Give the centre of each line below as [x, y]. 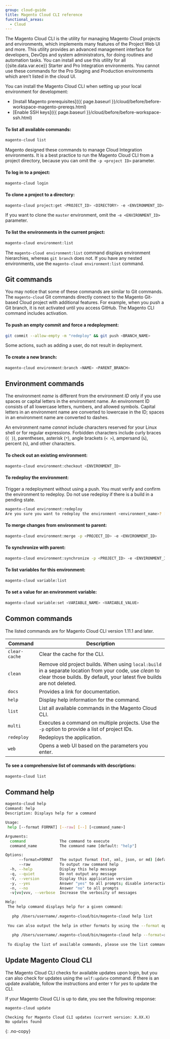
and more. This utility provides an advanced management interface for [79, 49]
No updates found [24, 1022]
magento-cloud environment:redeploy [44, 509]
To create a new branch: [31, 357]
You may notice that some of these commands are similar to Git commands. [84, 292]
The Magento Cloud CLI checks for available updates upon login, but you [81, 972]
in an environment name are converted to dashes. [57, 418]
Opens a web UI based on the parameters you [93, 746]
